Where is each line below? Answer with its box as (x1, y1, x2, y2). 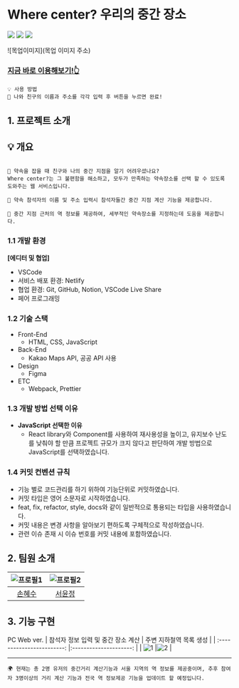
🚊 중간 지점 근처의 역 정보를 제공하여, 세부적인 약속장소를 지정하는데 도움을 (7, 211, 201, 218)
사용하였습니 (196, 503, 231, 511)
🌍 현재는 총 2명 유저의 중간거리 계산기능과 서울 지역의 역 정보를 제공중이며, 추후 (7, 665, 218, 673)
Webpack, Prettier (28, 385, 82, 393)
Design (17, 362, 39, 370)
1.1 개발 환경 (7, 236, 46, 246)
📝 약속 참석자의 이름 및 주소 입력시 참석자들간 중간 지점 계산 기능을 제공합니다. (7, 197, 213, 204)
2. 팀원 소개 (7, 553, 55, 565)
